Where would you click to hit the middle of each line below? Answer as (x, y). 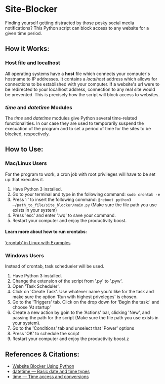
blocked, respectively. (28, 134)
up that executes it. (25, 179)
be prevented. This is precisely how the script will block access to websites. (82, 94)
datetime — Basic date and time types (51, 371)
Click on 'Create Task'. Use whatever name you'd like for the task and (83, 292)
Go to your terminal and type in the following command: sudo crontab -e (86, 194)
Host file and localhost (33, 63)
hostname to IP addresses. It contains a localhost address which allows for (81, 79)
